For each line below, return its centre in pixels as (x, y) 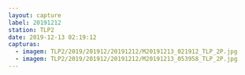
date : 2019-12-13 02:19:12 (52, 37)
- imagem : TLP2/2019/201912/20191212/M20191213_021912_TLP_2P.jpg (126, 52)
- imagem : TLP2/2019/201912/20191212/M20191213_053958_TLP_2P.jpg (126, 59)
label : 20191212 (35, 23)
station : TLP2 (32, 30)
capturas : (24, 45)
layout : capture (35, 15)
